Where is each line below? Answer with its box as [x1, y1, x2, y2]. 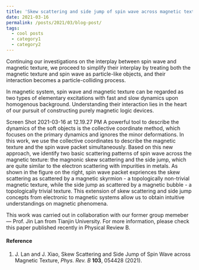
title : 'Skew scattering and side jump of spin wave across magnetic [6, 8, 182, 15]
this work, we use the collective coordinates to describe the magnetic [6, 137, 176, 144]
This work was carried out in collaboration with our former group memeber [6, 211, 189, 219]
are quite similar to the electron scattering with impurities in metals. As [6, 162, 178, 169]
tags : [6, 25, 20, 31]
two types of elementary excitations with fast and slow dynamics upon [6, 94, 179, 101]
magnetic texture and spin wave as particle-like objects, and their [6, 70, 166, 77]
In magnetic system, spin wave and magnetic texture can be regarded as [6, 88, 184, 95]
